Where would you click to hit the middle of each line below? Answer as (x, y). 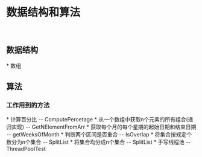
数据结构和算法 (43, 12)
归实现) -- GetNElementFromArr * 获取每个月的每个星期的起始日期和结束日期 (101, 127)
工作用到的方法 (28, 105)
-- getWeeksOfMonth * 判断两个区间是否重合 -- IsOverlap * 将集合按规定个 (99, 135)
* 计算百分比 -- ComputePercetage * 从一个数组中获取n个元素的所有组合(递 (100, 120)
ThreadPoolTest (26, 149)
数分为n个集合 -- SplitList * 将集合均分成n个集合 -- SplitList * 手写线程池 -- (99, 142)
